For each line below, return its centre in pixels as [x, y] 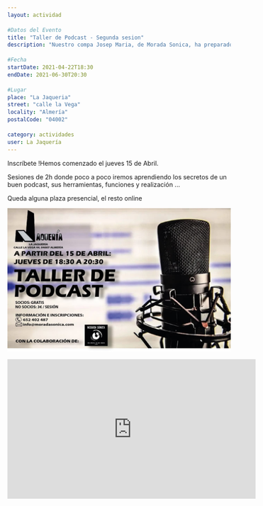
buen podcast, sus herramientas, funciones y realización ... [94, 184]
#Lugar [17, 90]
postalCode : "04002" [38, 120]
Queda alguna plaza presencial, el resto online [75, 198]
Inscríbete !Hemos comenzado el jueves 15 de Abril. [83, 163]
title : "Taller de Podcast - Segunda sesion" [75, 38]
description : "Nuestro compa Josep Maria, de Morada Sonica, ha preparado [120, 45]
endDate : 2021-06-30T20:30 [47, 74]
